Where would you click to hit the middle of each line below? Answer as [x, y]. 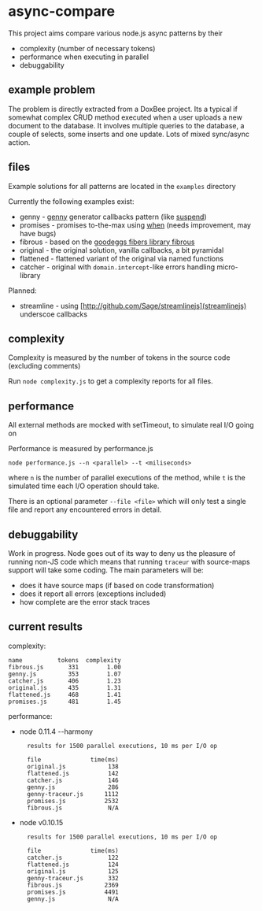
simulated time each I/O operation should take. [84, 486]
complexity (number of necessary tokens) [87, 48]
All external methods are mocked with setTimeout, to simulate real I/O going [131, 425]
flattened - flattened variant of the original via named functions [122, 258]
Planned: [22, 291]
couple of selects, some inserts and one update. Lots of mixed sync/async [129, 134]
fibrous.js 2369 [73, 885]
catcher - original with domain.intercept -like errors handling [117, 267]
